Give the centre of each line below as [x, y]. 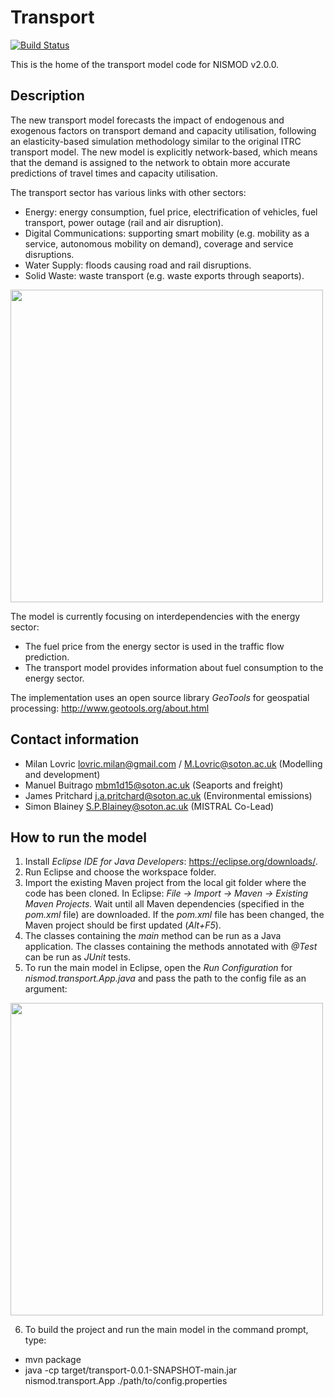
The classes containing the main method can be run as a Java [153, 936]
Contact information [75, 739]
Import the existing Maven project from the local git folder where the [165, 883]
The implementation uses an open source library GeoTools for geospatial [160, 697]
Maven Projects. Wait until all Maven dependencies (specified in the [164, 904]
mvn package [53, 1360]
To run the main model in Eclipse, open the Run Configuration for [158, 968]
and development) [62, 774]
